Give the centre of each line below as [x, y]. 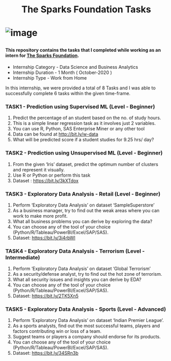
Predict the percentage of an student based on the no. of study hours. [87, 118]
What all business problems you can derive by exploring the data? [82, 221]
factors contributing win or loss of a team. [57, 331]
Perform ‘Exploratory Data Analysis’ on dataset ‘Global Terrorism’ [82, 269]
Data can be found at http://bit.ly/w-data [55, 134]
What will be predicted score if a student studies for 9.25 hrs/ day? [83, 140]
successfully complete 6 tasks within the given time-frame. [68, 93]
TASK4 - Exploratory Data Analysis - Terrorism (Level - [75, 251]
